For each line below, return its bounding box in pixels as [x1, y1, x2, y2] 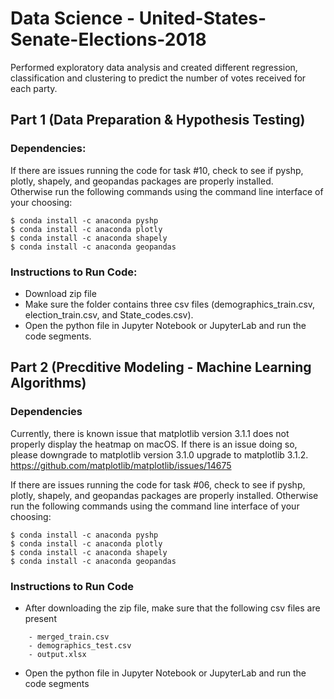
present [24, 612, 57, 624]
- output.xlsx [28, 649, 87, 659]
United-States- [138, 7, 267, 30]
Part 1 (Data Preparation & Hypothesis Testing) [10, 112, 306, 129]
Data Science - [10, 7, 136, 30]
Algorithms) [10, 375, 87, 392]
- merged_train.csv [28, 632, 110, 642]
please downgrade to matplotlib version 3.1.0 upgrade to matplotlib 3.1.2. [10, 448, 309, 461]
